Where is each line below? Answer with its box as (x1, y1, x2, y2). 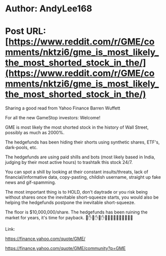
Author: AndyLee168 (5, 3, 93, 14)
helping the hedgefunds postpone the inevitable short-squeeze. (5, 200, 135, 205)
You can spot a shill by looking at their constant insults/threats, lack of (5, 169, 149, 175)
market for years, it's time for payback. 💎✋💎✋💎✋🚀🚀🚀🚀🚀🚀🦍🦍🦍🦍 (5, 215, 133, 221)
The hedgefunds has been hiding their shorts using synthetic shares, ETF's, (5, 139, 160, 145)
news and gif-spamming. (5, 179, 56, 186)
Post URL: (5, 26, 46, 37)
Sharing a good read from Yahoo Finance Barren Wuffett (5, 105, 120, 111)
